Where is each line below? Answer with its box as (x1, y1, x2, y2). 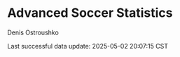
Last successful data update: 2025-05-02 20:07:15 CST (7, 42, 168, 50)
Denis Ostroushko (7, 28, 60, 37)
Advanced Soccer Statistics (7, 5, 173, 21)
